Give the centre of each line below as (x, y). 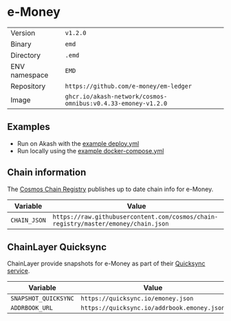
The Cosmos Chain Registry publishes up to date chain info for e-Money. (110, 189)
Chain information (47, 173)
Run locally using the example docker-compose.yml (90, 151)
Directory (26, 55)
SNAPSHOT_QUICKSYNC (42, 299)
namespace (30, 75)
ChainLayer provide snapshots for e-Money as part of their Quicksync (106, 264)
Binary (21, 44)
